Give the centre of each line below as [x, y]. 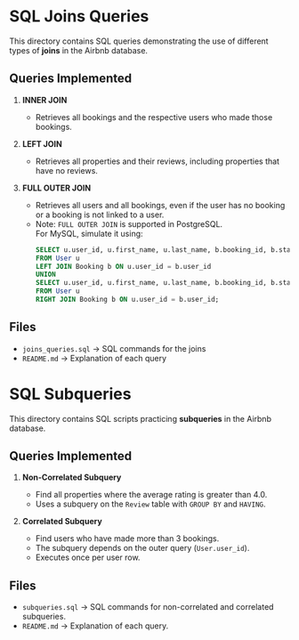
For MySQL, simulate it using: [89, 233]
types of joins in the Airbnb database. [79, 50]
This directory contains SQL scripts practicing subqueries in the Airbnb [140, 418]
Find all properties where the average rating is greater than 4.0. [151, 495]
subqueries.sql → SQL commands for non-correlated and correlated [148, 607]
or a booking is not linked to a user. [100, 215]
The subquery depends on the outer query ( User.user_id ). [142, 548]
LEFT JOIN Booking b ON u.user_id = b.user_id [123, 266]
